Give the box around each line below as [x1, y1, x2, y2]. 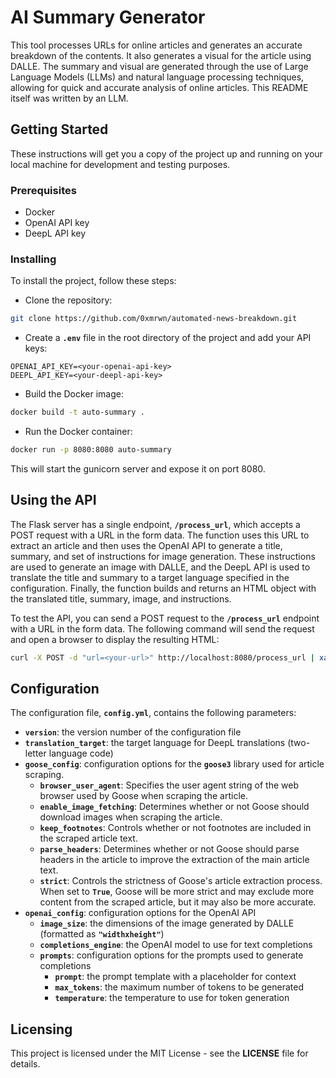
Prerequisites [10, 183, 77, 197]
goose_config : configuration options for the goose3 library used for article [24, 758, 325, 770]
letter [24, 747, 47, 760]
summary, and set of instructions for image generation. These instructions [10, 550, 316, 562]
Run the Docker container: [24, 426, 133, 438]
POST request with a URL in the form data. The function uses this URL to [10, 529, 310, 541]
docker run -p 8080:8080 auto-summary [10, 445, 172, 455]
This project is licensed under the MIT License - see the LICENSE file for [10, 1047, 309, 1060]
